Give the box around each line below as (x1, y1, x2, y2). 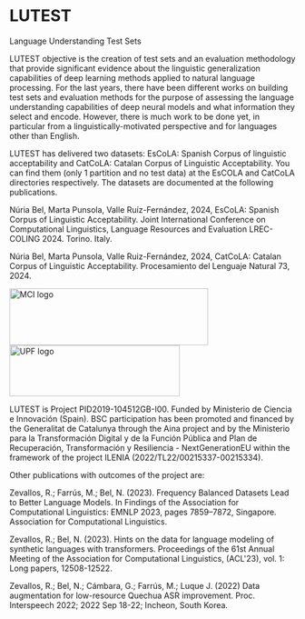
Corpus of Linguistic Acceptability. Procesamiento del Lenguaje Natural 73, (9, 260, 290, 271)
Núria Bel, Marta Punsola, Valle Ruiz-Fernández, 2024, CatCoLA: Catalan (9, 251, 281, 262)
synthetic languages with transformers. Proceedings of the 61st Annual (9, 543, 275, 554)
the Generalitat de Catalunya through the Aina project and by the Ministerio (9, 423, 290, 434)
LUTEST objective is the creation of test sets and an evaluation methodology (9, 53, 296, 64)
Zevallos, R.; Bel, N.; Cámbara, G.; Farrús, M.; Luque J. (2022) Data (9, 580, 261, 591)
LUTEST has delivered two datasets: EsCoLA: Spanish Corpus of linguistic (9, 147, 288, 159)
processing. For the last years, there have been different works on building (9, 82, 289, 93)
